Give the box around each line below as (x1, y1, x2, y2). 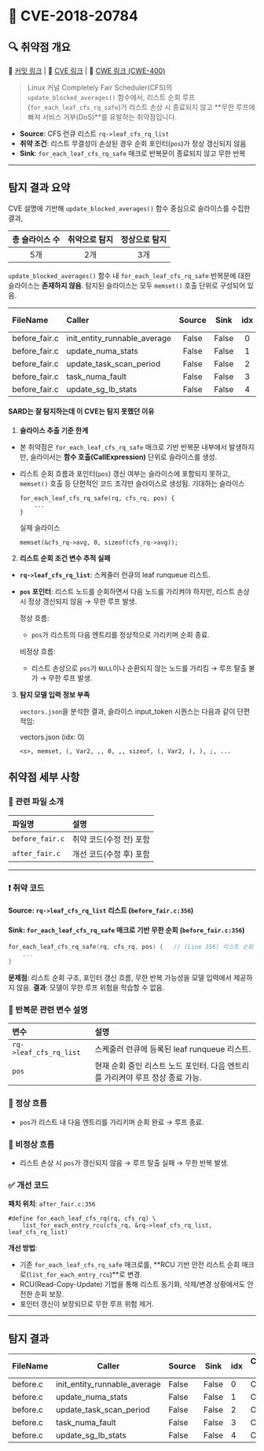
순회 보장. (34, 1289, 64, 1299)
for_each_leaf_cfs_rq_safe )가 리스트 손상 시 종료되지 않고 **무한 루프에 (30, 102, 255, 112)
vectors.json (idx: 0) (19, 733, 85, 742)
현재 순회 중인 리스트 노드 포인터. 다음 (94, 1060, 225, 1071)
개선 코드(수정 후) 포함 (71, 848, 151, 859)
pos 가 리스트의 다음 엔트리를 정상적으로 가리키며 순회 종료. (31, 630, 210, 640)
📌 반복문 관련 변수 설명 (8, 1004, 88, 1015)
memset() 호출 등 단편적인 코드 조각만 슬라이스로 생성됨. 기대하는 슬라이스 (19, 479, 245, 488)
